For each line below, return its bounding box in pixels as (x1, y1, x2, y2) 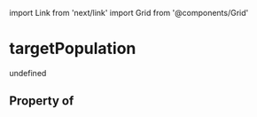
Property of (9, 93, 74, 109)
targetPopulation (9, 39, 136, 58)
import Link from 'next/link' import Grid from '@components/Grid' (9, 8, 249, 18)
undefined (9, 67, 47, 78)
